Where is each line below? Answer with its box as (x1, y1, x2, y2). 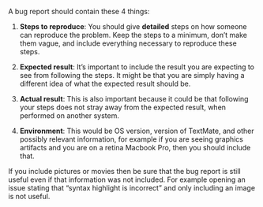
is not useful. (8, 192, 51, 201)
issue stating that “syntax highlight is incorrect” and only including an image (8, 183, 255, 192)
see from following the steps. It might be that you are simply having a (19, 71, 245, 79)
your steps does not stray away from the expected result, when (19, 102, 227, 112)
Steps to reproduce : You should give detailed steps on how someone (19, 22, 247, 31)
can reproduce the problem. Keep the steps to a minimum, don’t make (19, 31, 247, 39)
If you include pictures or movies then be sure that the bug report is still (8, 167, 241, 176)
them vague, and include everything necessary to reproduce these (19, 39, 237, 48)
